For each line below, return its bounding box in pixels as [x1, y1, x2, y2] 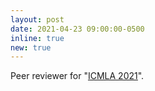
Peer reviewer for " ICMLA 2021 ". [10, 70, 145, 82]
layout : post [10, 14, 65, 25]
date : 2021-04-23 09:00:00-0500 [10, 24, 145, 34]
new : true [10, 42, 52, 53]
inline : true [10, 33, 65, 43]
